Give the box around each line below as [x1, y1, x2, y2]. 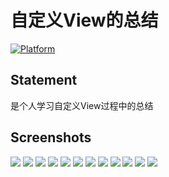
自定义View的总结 [10, 9, 159, 32]
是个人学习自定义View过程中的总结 [10, 99, 154, 111]
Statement [10, 72, 78, 89]
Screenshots [10, 129, 92, 146]
